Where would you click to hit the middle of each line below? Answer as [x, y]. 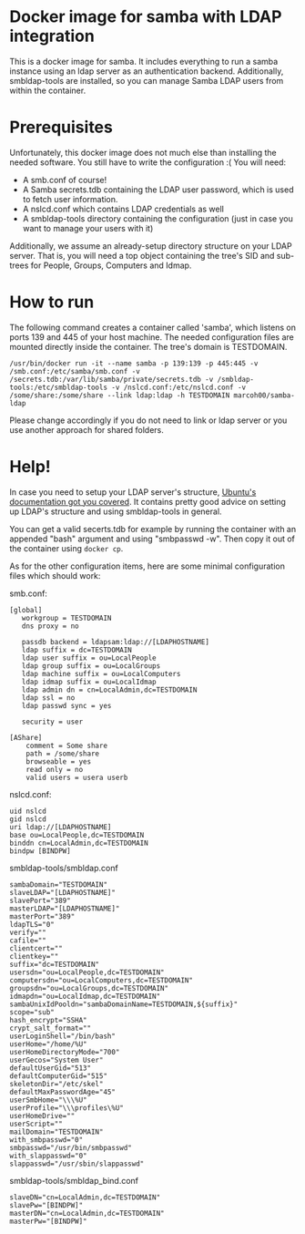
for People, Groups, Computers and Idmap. [111, 265]
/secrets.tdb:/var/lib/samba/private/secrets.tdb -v [112, 379]
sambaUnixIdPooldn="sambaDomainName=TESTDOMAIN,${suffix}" [124, 1004]
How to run [52, 302]
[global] [26, 610]
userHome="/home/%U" [49, 1044]
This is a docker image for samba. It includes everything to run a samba [144, 61]
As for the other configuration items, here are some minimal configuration [147, 566]
